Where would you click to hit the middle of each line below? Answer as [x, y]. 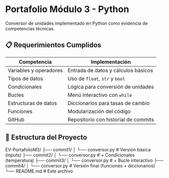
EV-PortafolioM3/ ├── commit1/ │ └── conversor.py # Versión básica [78, 149]
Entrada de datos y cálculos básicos [110, 70]
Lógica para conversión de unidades [111, 87]
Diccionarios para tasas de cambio [108, 103]
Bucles [16, 95]
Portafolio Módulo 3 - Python [67, 9]
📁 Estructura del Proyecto [46, 137]
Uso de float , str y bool [96, 78]
